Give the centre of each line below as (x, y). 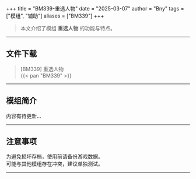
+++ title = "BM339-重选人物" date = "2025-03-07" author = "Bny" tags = (95, 8)
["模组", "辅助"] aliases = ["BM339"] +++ (55, 16)
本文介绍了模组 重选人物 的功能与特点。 (68, 28)
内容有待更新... (24, 116)
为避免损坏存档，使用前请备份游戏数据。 (55, 157)
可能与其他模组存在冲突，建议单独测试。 (55, 164)
